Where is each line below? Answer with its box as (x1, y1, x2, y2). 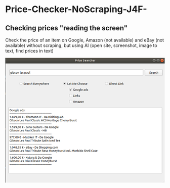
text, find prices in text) (5, 48, 54, 54)
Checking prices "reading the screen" (5, 24, 128, 32)
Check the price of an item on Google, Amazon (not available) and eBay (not (5, 37, 164, 43)
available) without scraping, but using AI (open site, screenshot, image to (5, 42, 158, 49)
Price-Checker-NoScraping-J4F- (5, 4, 148, 15)
